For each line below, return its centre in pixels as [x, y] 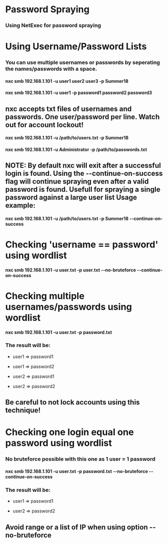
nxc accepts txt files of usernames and [68, 109]
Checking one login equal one [70, 432]
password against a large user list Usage [71, 198]
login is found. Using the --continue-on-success [84, 174]
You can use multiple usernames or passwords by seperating [83, 62]
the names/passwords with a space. [51, 69]
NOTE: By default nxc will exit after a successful [83, 165]
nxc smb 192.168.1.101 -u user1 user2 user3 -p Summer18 [67, 81]
